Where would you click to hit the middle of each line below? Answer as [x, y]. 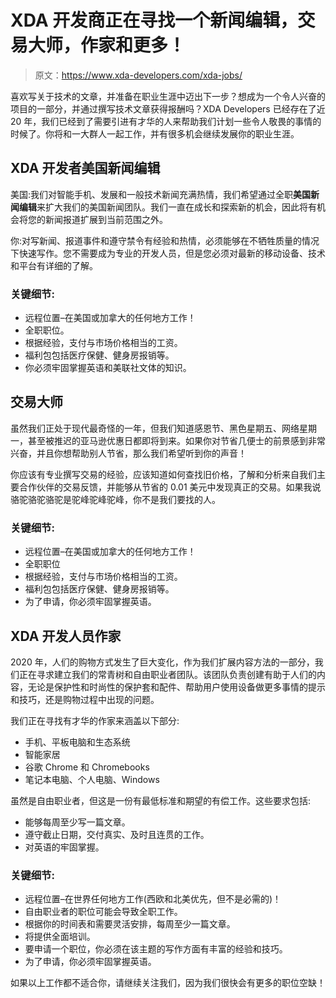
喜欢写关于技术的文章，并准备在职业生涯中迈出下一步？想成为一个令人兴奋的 [168, 96]
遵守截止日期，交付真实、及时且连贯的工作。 [117, 834]
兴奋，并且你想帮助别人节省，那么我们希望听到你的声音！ [128, 453]
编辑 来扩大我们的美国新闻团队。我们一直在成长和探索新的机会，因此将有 [167, 207]
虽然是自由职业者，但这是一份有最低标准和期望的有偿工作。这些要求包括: [161, 800]
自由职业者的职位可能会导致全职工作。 [103, 912]
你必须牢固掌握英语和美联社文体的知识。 [108, 368]
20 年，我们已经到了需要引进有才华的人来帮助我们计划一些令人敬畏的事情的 [166, 121]
